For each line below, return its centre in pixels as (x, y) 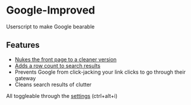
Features (23, 45)
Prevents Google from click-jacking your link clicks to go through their (100, 72)
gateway (25, 78)
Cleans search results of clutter (53, 84)
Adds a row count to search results (58, 65)
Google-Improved (51, 10)
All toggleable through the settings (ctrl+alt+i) (62, 96)
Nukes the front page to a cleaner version (66, 59)
